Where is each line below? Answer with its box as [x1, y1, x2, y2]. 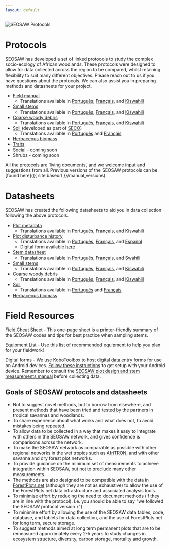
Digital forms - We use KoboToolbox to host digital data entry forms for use [5, 357, 162, 363]
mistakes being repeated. [12, 423, 66, 429]
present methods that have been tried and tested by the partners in [12, 407, 153, 413]
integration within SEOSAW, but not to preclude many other [12, 466, 137, 472]
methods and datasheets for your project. [5, 83, 92, 89]
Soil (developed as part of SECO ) [12, 125, 82, 131]
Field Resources [5, 310, 75, 321]
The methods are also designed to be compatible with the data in [12, 477, 149, 483]
